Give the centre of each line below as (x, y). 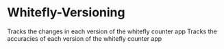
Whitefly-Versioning (66, 13)
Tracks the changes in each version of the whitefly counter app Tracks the (112, 31)
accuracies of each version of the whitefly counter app (85, 38)
